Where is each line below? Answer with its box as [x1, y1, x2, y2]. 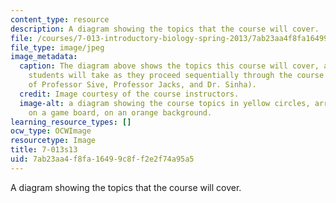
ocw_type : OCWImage [10, 126, 92, 136]
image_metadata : [10, 52, 78, 62]
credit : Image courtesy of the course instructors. [19, 89, 240, 99]
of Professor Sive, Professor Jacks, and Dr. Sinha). [28, 80, 257, 90]
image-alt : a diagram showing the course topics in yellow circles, [19, 98, 311, 108]
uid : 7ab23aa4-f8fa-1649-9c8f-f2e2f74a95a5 [10, 154, 195, 164]
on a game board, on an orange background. [28, 107, 213, 118]
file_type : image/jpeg [10, 42, 105, 53]
